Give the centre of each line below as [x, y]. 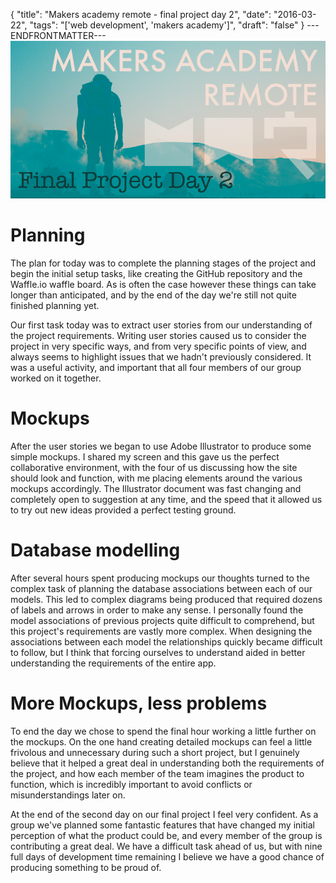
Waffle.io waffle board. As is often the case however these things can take [163, 284]
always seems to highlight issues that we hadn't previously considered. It [161, 356]
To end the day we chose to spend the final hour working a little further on [163, 731]
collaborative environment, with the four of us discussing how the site [154, 467]
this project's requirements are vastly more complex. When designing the [161, 631]
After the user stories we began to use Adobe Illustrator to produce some [161, 446]
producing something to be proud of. [86, 867]
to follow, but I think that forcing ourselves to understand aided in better [158, 652]
